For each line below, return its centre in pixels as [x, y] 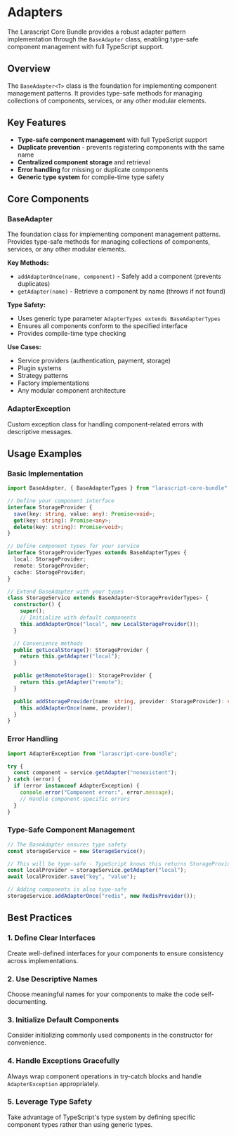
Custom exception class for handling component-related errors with [105, 424]
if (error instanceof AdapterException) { [77, 786]
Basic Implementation [45, 474]
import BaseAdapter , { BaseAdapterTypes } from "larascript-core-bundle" [118, 488]
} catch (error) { [34, 779]
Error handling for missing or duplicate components [93, 169]
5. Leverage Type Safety [50, 1102]
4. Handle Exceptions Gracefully [64, 1061]
